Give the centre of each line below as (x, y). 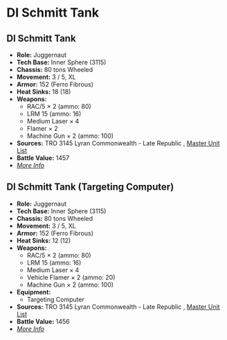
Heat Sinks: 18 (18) (44, 92)
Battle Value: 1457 (43, 158)
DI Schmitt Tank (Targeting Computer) (90, 187)
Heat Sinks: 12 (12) (44, 240)
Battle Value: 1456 (43, 321)
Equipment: (34, 292)
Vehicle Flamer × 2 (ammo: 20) (71, 277)
